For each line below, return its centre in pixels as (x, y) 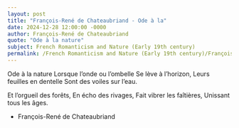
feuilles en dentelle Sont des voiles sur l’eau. (72, 81)
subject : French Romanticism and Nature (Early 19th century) (101, 47)
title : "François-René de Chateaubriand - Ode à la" (87, 21)
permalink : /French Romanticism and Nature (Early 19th (92, 54)
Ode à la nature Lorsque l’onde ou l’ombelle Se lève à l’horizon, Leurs (108, 74)
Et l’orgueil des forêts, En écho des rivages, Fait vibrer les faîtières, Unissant (118, 95)
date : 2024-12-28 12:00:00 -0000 (57, 27)
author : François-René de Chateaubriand (68, 34)
